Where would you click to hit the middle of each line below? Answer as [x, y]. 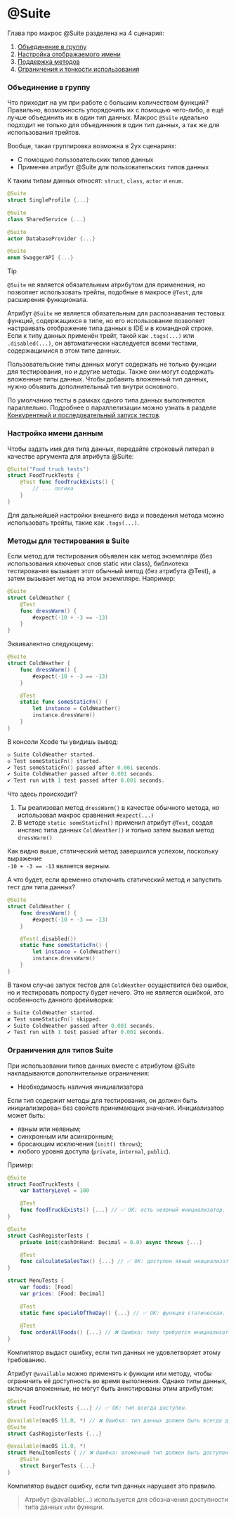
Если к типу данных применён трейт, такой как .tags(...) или [101, 336]
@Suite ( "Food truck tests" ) [48, 469]
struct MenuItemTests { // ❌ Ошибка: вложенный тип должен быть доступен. [119, 1453]
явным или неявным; [49, 1129]
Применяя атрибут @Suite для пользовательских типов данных [113, 167]
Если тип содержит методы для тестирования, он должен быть [103, 1100]
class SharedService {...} [47, 219]
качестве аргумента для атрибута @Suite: [71, 456]
